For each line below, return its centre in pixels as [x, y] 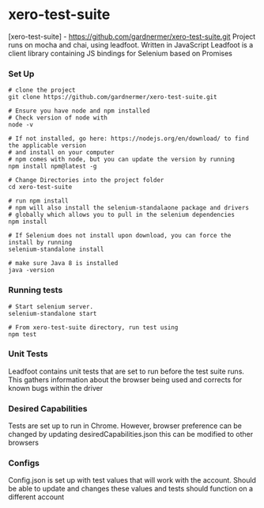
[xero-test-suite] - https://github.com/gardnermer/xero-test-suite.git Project [132, 36]
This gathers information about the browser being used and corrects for [125, 379]
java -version [32, 271]
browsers [24, 443]
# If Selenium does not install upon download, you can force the [120, 236]
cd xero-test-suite [40, 188]
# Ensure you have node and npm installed [79, 111]
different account [36, 497]
